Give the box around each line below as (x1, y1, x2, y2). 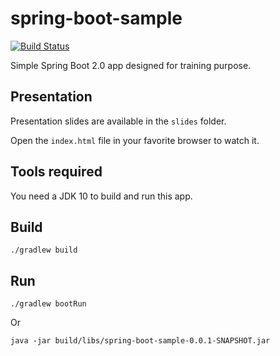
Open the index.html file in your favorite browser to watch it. (10, 134, 260, 146)
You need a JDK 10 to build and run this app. (10, 190, 193, 202)
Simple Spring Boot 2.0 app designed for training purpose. (10, 59, 252, 71)
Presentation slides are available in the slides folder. (10, 115, 227, 127)
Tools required (10, 163, 103, 181)
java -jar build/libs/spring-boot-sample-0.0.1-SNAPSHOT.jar (10, 336, 271, 346)
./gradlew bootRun (10, 299, 87, 309)
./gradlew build (10, 245, 78, 256)
